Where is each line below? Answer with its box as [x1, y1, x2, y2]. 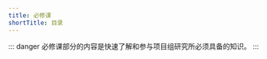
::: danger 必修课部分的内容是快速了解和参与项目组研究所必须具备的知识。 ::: [8, 41, 259, 51]
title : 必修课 [8, 11, 52, 20]
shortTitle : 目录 [8, 19, 64, 27]
